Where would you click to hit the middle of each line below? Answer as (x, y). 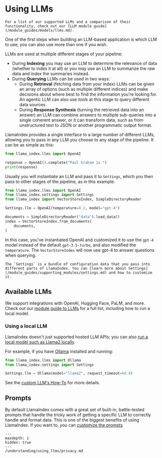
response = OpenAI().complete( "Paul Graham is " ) (56, 163)
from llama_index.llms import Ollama (43, 360)
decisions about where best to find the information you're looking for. (88, 94)
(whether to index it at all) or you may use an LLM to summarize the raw (84, 68)
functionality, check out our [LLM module (48, 26)
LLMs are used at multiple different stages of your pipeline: (64, 54)
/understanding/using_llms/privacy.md (44, 451)
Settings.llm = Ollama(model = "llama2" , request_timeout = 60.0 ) (69, 374)
